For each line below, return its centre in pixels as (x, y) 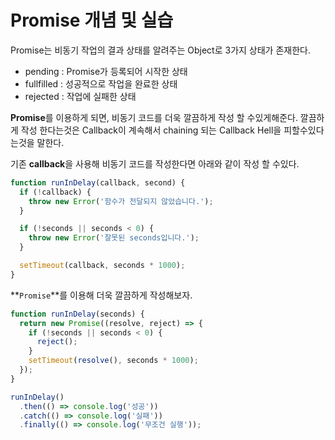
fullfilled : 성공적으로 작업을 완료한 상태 (101, 83)
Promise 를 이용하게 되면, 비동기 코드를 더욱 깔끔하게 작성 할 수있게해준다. (154, 117)
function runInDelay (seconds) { (77, 314)
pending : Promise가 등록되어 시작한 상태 (106, 71)
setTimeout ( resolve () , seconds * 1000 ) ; (113, 361)
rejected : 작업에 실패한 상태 (80, 96)
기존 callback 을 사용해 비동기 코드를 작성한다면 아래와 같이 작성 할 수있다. (155, 163)
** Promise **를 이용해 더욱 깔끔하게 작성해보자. (101, 295)
